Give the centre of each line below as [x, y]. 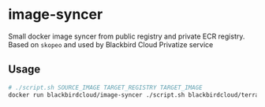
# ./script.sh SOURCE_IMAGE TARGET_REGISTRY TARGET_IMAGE [105, 87]
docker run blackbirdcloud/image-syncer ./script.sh [97, 95]
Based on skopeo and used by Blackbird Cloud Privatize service [111, 44]
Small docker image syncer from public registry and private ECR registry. [127, 36]
